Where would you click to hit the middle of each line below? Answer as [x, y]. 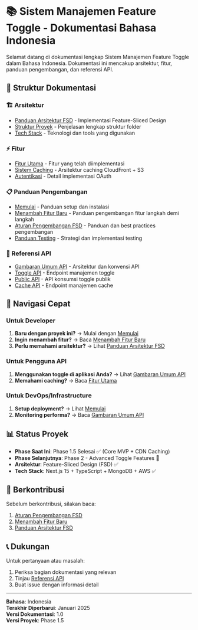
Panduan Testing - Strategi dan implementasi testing [78, 238]
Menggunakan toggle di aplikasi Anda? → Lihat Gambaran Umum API [100, 374]
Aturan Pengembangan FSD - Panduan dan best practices [85, 226]
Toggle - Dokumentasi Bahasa [81, 28]
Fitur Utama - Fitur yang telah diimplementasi [70, 164]
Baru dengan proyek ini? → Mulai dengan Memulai [76, 334]
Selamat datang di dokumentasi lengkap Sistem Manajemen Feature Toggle [98, 57]
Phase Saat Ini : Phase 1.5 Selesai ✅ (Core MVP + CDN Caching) [92, 451]
